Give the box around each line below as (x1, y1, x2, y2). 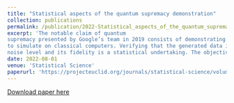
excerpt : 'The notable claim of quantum (7, 29, 127, 37)
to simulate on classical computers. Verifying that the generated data (7, 42, 223, 49)
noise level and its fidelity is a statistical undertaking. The (7, 49, 201, 56)
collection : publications (7, 17, 82, 24)
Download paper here (7, 88, 70, 96)
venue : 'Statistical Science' (7, 62, 95, 69)
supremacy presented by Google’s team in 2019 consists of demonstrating (7, 36, 226, 43)
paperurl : (7, 68, 36, 75)
